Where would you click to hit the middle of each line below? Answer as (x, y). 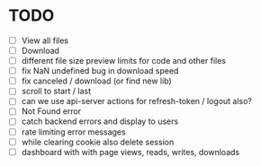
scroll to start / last (56, 92)
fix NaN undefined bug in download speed (100, 71)
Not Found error (51, 111)
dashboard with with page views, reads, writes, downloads (130, 152)
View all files (45, 40)
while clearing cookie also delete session (98, 142)
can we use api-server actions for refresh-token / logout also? (137, 101)
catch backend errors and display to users (100, 121)
